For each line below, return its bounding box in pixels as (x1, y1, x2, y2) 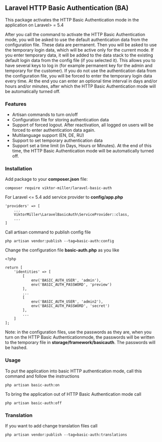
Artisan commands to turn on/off (12, 112, 78, 117)
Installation (5, 165, 33, 172)
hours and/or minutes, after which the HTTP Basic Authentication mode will (5, 83, 156, 89)
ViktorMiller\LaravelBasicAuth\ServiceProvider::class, (14, 212, 130, 217)
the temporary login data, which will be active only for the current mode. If (5, 47, 154, 53)
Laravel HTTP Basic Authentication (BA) (5, 4, 129, 12)
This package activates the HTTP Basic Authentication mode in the (5, 17, 140, 22)
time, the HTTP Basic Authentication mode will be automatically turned (12, 148, 154, 154)
